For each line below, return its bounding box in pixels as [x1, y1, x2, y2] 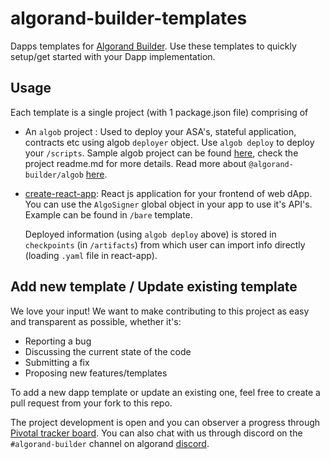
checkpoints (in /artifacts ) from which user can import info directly [24, 238, 306, 251]
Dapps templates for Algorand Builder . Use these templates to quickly [10, 40, 297, 52]
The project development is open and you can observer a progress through [10, 416, 321, 428]
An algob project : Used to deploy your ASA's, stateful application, [24, 125, 297, 137]
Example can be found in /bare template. [24, 208, 193, 221]
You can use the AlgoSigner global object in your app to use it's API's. [24, 198, 313, 210]
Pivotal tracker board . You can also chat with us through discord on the [10, 427, 303, 439]
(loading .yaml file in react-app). [24, 249, 158, 261]
